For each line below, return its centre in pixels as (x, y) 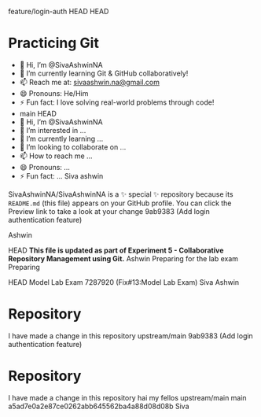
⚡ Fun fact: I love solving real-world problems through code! (117, 102)
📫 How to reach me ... (56, 156)
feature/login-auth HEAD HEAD (59, 11)
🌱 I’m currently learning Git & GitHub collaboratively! (104, 73)
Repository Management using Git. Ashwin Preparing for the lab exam (123, 258)
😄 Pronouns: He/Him (54, 93)
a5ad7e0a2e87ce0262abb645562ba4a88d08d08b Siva (99, 406)
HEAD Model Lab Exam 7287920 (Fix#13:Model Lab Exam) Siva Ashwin (124, 282)
